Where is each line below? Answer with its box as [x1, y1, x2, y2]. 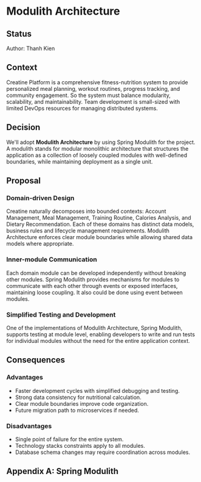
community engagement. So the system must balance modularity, [6, 92, 171, 99]
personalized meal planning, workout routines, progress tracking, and [6, 85, 180, 92]
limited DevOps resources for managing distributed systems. [6, 104, 158, 112]
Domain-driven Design [6, 193, 75, 202]
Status [6, 29, 32, 39]
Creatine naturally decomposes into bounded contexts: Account [6, 207, 166, 215]
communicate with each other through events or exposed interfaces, [6, 282, 178, 289]
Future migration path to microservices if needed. [15, 406, 140, 414]
